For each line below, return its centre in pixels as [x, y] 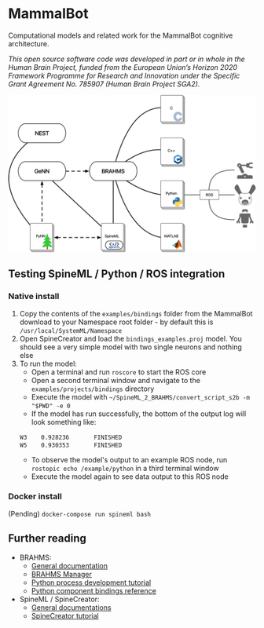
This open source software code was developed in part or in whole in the [126, 59]
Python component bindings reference [94, 590]
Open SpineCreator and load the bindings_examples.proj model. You [130, 338]
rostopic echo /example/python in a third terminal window [125, 468]
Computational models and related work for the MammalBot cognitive [121, 35]
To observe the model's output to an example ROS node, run [129, 459]
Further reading [47, 539]
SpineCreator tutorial [65, 615]
